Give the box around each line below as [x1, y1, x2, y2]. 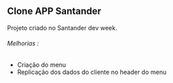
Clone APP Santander [7, 5, 102, 17]
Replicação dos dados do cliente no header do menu [16, 68, 167, 76]
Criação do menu [16, 61, 67, 69]
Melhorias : [7, 39, 39, 47]
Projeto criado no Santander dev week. [7, 23, 118, 32]
